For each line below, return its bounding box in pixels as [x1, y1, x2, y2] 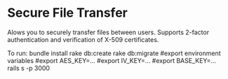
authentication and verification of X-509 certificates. [7, 35, 159, 43]
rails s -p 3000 [7, 64, 51, 72]
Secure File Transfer [7, 5, 128, 21]
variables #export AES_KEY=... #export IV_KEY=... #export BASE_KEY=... [7, 56, 216, 64]
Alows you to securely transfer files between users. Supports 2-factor [7, 28, 209, 36]
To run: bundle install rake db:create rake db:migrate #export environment [7, 49, 221, 57]
